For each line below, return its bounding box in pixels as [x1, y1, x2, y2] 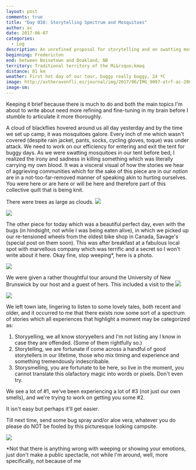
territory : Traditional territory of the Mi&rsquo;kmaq [6, 62, 145, 69]
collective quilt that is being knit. [6, 186, 84, 193]
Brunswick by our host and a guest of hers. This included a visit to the [6, 281, 174, 288]
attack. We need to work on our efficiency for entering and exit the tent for [6, 142, 185, 149]
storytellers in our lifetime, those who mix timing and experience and [14, 351, 180, 358]
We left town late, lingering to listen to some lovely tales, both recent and [6, 303, 181, 310]
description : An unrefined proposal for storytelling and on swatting [6, 47, 181, 53]
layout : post [6, 8, 38, 15]
